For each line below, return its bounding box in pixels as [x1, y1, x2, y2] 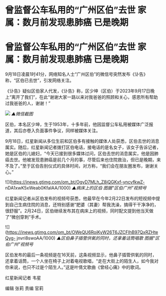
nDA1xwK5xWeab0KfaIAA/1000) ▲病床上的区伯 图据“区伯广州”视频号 [5, 185, 147, 191]
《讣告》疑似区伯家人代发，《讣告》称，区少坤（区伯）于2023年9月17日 [5, 88, 151, 94]
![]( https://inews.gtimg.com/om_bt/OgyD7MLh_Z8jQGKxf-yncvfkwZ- [5, 179, 145, 185]
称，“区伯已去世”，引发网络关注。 [5, 77, 74, 83]
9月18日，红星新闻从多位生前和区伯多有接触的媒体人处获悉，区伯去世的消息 [5, 138, 160, 144]
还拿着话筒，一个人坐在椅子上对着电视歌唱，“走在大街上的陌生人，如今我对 [5, 258, 159, 264]
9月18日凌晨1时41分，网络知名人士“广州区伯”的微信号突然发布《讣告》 [5, 71, 148, 77]
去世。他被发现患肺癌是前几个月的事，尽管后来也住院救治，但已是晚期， [9, 157, 157, 163]
